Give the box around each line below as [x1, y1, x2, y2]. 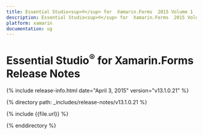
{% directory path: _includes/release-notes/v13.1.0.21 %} [6, 98, 147, 105]
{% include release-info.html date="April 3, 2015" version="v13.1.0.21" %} [6, 87, 189, 94]
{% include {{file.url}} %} [6, 110, 69, 118]
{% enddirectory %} [6, 122, 56, 129]
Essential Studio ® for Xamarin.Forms [6, 52, 194, 67]
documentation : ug [6, 25, 53, 32]
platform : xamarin [6, 20, 53, 26]
